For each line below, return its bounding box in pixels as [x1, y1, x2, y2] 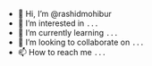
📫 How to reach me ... [17, 47, 106, 57]
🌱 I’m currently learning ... [17, 28, 119, 37]
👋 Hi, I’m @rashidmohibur [17, 9, 112, 19]
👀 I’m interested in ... [17, 18, 99, 29]
